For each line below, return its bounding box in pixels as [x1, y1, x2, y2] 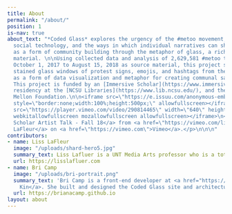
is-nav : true [7, 29, 45, 37]
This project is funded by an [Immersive [13, 81, 135, 88]
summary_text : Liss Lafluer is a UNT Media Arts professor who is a [13, 151, 215, 159]
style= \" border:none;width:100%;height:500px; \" [13, 100, 156, 107]
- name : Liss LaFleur [7, 139, 70, 146]
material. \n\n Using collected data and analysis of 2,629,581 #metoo [13, 55, 221, 62]
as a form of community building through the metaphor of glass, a [13, 49, 212, 56]
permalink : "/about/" [7, 17, 70, 23]
